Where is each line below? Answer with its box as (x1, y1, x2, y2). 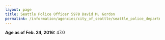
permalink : (5, 16, 27, 21)
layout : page (5, 7, 32, 12)
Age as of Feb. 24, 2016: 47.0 (5, 30, 65, 36)
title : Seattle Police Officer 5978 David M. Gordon (5, 12, 115, 17)
